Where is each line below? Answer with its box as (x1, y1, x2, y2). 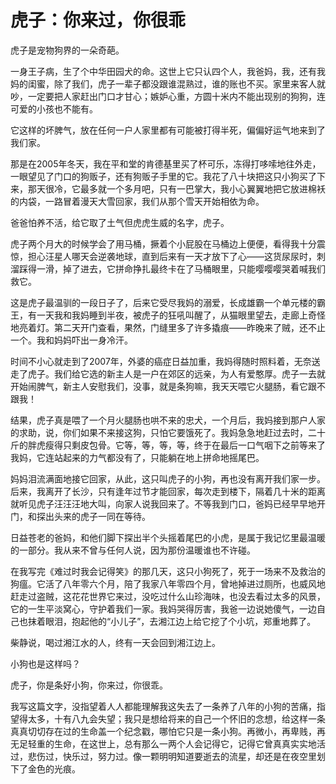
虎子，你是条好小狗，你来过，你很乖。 (10, 679, 168, 691)
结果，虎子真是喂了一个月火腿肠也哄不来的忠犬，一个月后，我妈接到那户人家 (10, 414, 326, 426)
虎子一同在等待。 (79, 510, 151, 522)
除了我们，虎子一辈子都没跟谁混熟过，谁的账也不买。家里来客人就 (53, 77, 326, 90)
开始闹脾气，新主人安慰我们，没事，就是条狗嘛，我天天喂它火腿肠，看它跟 (10, 380, 317, 392)
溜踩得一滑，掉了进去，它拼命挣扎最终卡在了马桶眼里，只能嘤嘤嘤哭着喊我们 (10, 262, 326, 275)
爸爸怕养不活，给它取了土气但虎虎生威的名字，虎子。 (10, 216, 230, 228)
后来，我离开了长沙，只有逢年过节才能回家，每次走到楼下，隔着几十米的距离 (10, 485, 326, 497)
